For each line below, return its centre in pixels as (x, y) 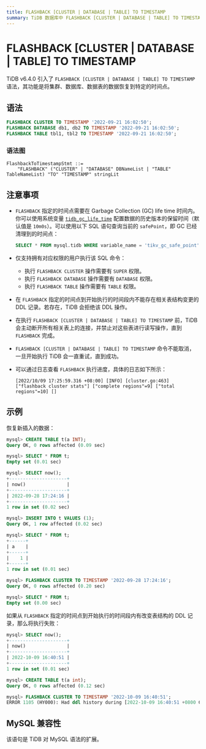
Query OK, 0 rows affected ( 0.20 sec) (56, 586)
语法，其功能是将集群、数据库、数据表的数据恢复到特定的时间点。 (90, 87)
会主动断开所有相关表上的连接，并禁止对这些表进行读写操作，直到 (98, 328)
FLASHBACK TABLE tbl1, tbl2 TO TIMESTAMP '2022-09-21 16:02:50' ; (91, 134)
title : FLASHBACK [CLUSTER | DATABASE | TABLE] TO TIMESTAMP (86, 12)
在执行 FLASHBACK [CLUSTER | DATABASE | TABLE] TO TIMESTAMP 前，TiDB (106, 320)
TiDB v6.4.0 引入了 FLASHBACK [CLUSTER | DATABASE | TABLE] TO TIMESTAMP (101, 79)
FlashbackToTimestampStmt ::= (45, 164)
